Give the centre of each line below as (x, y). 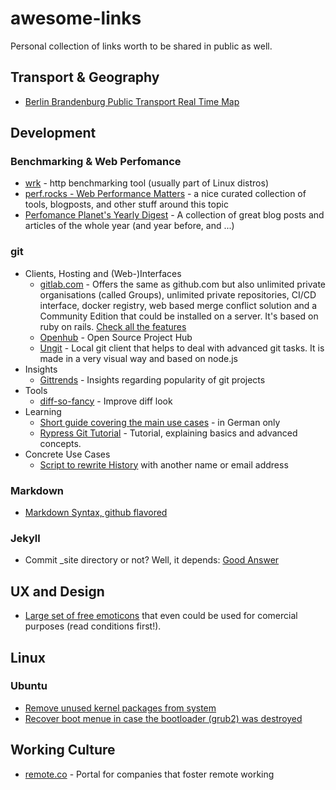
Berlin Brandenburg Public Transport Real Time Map (132, 101)
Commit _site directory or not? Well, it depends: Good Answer (152, 560)
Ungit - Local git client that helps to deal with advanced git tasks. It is (182, 348)
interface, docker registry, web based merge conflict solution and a (178, 305)
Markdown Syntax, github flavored (96, 513)
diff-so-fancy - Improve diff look (106, 401)
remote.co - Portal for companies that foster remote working (149, 774)
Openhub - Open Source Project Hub (116, 337)
